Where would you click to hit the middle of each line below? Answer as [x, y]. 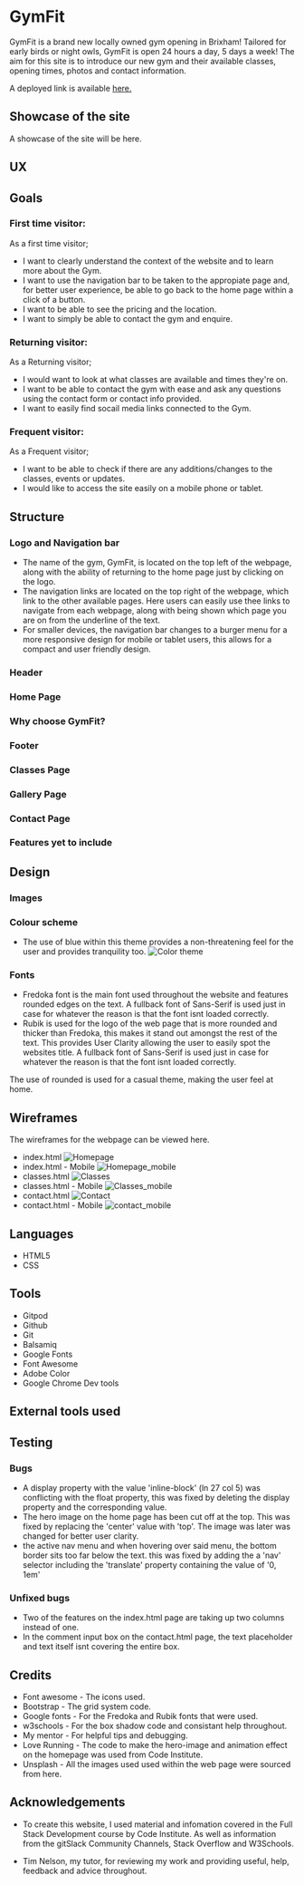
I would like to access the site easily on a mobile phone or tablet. [143, 488]
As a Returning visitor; [51, 362]
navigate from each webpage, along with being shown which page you [154, 611]
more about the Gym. [62, 270]
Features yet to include [61, 843]
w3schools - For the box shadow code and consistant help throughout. [155, 1726]
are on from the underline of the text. [91, 620]
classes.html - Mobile [62, 1186]
